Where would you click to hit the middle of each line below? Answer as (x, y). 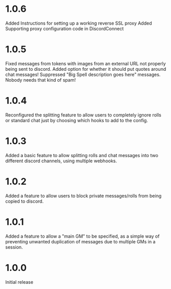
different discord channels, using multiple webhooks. (61, 161)
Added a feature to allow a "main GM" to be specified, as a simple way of (82, 236)
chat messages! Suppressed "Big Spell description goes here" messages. (83, 74)
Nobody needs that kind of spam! (40, 80)
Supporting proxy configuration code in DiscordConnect (65, 28)
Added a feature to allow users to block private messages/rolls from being (83, 196)
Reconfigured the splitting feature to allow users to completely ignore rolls (83, 115)
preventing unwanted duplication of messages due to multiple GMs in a (80, 241)
